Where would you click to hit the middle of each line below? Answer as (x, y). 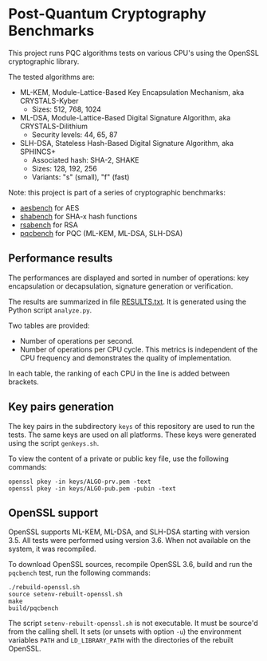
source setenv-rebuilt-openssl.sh (66, 595)
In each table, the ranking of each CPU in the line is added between (119, 373)
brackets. (24, 382)
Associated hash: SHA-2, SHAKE (85, 159)
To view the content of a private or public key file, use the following (119, 458)
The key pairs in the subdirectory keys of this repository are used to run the (132, 426)
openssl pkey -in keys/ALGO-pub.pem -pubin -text (92, 488)
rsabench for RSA (49, 225)
